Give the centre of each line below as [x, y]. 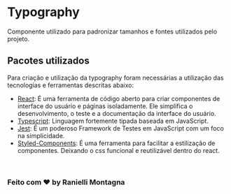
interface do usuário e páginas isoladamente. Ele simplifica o [105, 106]
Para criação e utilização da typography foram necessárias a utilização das [115, 77]
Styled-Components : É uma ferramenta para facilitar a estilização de [116, 143]
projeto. [19, 38]
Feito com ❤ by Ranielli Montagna [66, 182]
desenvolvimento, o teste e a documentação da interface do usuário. [117, 113]
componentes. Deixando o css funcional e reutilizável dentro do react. [118, 150]
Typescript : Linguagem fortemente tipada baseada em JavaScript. [113, 121]
